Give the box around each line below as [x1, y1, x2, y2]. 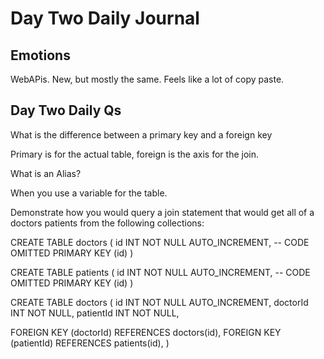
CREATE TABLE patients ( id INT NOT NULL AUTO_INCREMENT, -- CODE [10, 266, 311, 278]
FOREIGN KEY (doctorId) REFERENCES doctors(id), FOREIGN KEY [10, 326, 282, 338]
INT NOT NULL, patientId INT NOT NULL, [10, 307, 180, 319]
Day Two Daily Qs [10, 102, 122, 119]
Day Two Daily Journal [10, 7, 200, 30]
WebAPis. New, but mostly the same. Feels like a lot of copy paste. [10, 73, 285, 85]
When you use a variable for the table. [10, 187, 168, 199]
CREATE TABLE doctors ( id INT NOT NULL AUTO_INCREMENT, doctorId [10, 296, 309, 308]
